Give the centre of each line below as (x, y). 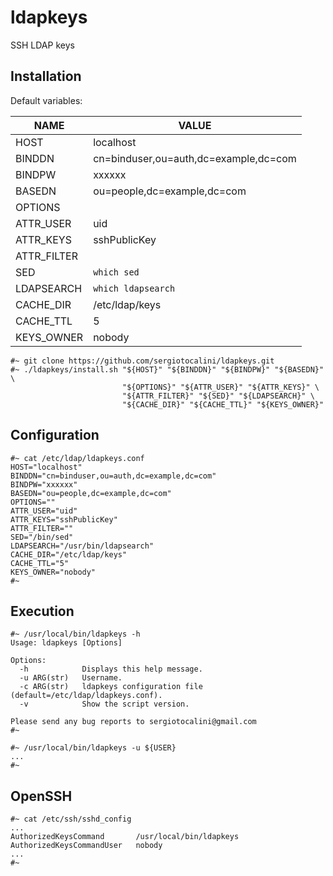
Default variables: (46, 100)
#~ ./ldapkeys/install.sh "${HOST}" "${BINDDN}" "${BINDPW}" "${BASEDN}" (167, 369)
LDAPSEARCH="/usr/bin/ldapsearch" (82, 546)
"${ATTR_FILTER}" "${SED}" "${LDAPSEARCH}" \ (218, 396)
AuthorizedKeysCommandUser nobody (86, 846)
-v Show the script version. (104, 704)
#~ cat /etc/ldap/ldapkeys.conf (77, 458)
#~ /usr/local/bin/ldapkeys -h (75, 634)
